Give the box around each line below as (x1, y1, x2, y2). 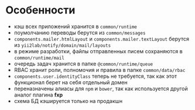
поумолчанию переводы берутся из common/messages (14, 29, 146, 36)
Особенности (5, 4, 76, 17)
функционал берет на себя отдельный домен (14, 78, 127, 85)
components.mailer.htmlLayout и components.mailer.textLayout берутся (14, 35, 189, 42)
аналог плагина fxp (14, 91, 63, 98)
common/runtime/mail (14, 55, 65, 61)
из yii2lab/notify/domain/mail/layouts (14, 42, 111, 49)
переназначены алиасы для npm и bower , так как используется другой (14, 85, 189, 92)
